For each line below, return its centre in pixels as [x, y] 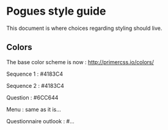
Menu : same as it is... [34, 109]
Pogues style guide [56, 11]
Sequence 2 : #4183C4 [35, 85]
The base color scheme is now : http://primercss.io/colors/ [80, 62]
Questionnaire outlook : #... [40, 121]
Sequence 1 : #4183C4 [35, 74]
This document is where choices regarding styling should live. [84, 28]
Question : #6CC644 [32, 97]
